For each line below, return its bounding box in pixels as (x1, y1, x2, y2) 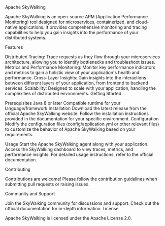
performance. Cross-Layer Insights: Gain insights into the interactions (5, 75, 147, 80)
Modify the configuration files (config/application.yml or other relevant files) (5, 121, 159, 127)
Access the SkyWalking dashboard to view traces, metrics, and (5, 147, 133, 152)
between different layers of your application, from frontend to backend (5, 80, 149, 86)
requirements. (5, 132, 33, 137)
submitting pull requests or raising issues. (5, 181, 90, 187)
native (5, 24, 18, 30)
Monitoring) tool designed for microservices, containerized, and (5, 19, 134, 25)
